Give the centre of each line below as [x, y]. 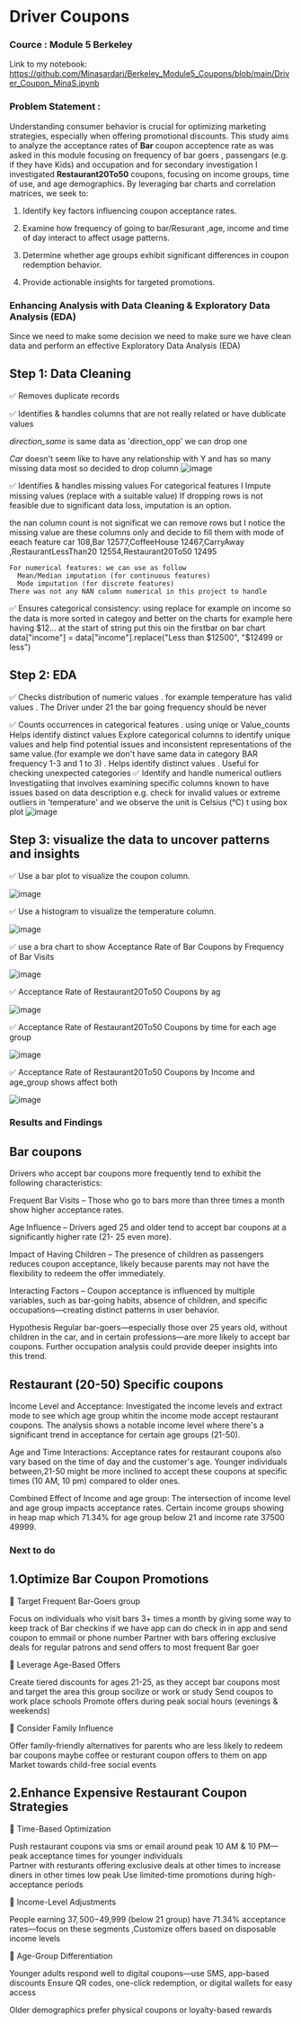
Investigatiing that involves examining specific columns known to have [139, 783]
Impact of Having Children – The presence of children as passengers [137, 1254]
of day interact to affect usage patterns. [96, 237]
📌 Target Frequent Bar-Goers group [75, 1601]
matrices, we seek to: [49, 193]
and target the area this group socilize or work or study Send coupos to [142, 1691]
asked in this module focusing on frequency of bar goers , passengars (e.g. [149, 155]
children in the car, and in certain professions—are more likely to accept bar [150, 1337]
